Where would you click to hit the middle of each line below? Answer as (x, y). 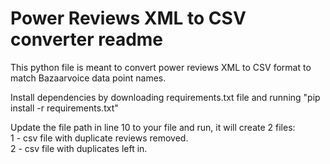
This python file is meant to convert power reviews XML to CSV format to (161, 67)
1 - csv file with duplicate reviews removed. (99, 138)
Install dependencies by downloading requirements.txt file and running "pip (165, 97)
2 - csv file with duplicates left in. (79, 148)
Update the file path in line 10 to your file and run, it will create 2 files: (153, 127)
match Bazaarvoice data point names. (88, 78)
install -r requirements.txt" (64, 108)
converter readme (87, 39)
